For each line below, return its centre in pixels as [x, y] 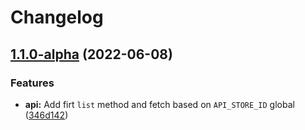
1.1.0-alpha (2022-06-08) [91, 54]
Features [32, 83]
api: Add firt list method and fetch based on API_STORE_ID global [159, 104]
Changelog [57, 17]
